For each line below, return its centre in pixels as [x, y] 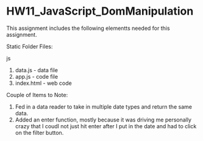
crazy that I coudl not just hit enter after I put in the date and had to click [106, 126]
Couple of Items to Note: [37, 95]
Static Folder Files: [30, 46]
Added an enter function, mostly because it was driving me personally [103, 120]
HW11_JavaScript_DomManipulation [100, 11]
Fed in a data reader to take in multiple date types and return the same [103, 107]
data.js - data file [36, 70]
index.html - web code [43, 83]
